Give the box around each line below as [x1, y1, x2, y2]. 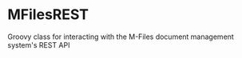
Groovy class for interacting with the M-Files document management [7, 32, 235, 41]
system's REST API [7, 40, 70, 49]
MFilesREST [7, 6, 89, 24]
